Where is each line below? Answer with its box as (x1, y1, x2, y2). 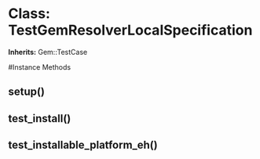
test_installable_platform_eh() (8, 139, 159, 152)
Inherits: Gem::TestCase (8, 47, 88, 56)
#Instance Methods (8, 62, 71, 71)
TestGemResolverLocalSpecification (8, 21, 253, 39)
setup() (8, 85, 46, 99)
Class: (8, 5, 51, 23)
